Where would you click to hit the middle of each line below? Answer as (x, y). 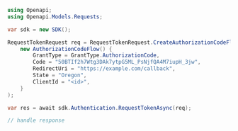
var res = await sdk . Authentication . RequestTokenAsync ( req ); (100, 108)
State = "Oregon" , (60, 75)
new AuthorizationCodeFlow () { (66, 49)
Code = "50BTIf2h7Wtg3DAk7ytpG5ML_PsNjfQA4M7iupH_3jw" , (117, 62)
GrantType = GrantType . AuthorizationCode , (96, 56)
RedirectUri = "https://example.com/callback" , (104, 69)
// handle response (36, 120)
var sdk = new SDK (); (39, 29)
